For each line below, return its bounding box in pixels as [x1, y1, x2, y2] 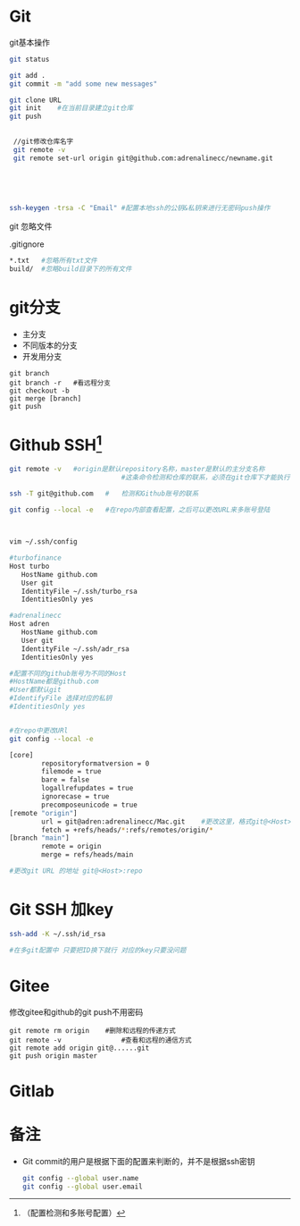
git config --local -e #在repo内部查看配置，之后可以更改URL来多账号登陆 [9, 505, 271, 515]
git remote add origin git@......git [9, 1044, 150, 1053]
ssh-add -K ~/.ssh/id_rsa [9, 929, 105, 938]
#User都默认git [9, 686, 62, 695]
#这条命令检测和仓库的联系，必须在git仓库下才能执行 [121, 472, 290, 482]
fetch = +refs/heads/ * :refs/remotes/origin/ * [41, 825, 214, 834]
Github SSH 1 [9, 431, 103, 455]
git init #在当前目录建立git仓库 [9, 104, 134, 113]
